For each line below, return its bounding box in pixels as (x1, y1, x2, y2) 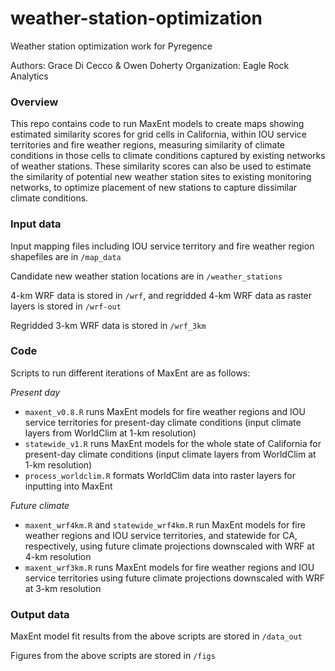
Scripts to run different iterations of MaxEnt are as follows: (10, 367, 251, 379)
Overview (10, 95, 59, 109)
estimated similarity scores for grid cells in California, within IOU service (10, 128, 307, 141)
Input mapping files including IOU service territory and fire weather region (10, 240, 315, 252)
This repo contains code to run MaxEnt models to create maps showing (10, 118, 305, 130)
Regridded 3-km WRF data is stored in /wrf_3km (10, 319, 207, 331)
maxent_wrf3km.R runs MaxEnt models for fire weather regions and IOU (24, 561, 315, 573)
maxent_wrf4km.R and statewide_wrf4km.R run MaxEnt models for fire (24, 518, 306, 531)
